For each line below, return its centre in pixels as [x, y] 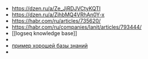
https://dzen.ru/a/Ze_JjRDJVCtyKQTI [56, 8]
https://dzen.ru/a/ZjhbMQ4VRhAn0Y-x [58, 15]
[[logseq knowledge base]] [44, 33]
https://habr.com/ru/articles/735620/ [56, 21]
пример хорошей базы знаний [50, 46]
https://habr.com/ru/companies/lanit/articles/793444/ [77, 27]
